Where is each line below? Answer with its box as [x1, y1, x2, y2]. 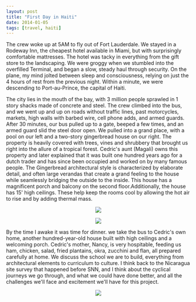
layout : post [6, 8, 38, 15]
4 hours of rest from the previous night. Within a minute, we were [6, 78, 163, 85]
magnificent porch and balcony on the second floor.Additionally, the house [6, 183, 186, 190]
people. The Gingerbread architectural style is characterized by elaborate [6, 164, 183, 171]
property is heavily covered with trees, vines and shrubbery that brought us [6, 139, 188, 146]
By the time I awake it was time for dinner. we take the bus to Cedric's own [6, 229, 186, 236]
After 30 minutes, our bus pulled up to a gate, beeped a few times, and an [6, 121, 184, 128]
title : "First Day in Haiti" [6, 14, 77, 20]
